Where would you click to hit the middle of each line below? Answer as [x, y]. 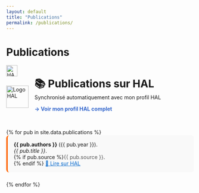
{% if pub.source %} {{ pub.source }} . [60, 157]
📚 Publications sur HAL [95, 84]
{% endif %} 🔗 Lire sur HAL [47, 163]
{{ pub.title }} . [31, 151]
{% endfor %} [23, 185]
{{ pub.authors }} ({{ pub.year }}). [56, 145]
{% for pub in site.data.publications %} [54, 132]
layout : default [26, 12]
